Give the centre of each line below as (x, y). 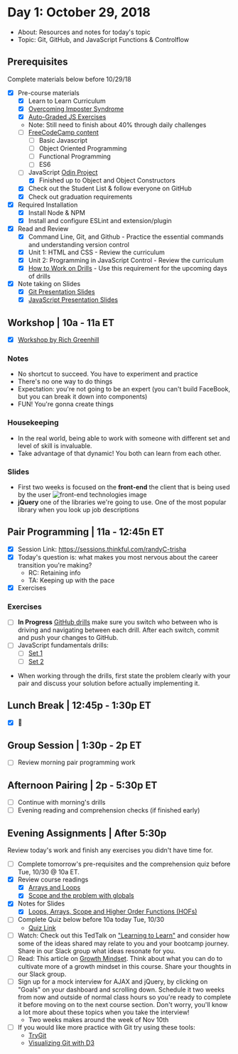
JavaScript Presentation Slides (73, 300)
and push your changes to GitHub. (68, 638)
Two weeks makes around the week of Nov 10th (98, 1019)
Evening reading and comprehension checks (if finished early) (109, 810)
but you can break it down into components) (82, 397)
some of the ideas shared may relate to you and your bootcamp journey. (123, 943)
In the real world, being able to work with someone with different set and (124, 438)
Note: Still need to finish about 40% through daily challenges (117, 125)
